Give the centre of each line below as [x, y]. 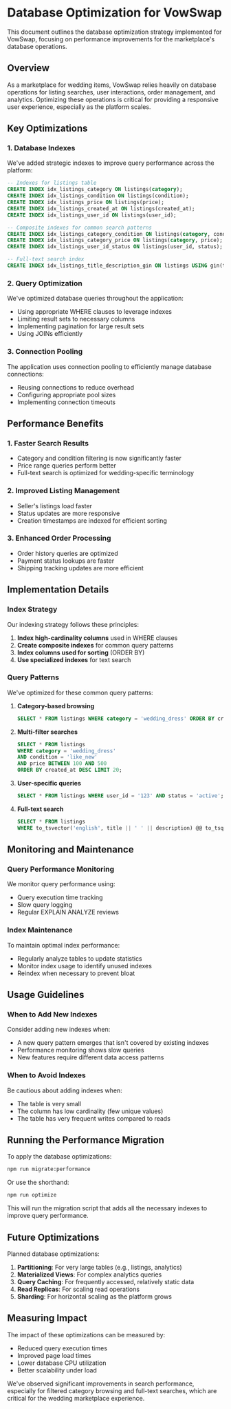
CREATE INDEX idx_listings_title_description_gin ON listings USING [107, 266]
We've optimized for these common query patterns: [80, 692]
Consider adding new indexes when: [59, 1030]
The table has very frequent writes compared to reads [93, 1118]
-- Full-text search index [46, 259]
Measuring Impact [47, 1318]
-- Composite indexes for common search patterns [80, 228]
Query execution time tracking [60, 897]
